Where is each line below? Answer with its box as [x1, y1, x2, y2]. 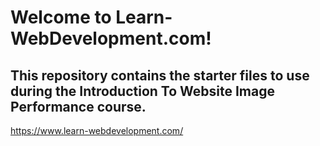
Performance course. [10, 98, 147, 115]
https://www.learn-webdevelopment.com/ [10, 125, 184, 136]
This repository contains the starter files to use [10, 67, 310, 84]
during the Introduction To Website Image [10, 82, 275, 100]
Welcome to [10, 6, 112, 29]
